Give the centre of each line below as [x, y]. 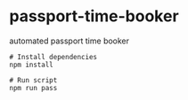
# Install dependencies [53, 57]
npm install [31, 65]
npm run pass [33, 88]
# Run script [33, 80]
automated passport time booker [69, 41]
